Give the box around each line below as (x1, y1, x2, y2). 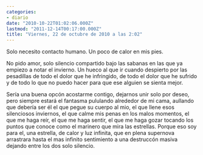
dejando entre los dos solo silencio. (6, 142, 95, 150)
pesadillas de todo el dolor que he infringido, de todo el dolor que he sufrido (6, 73, 198, 80)
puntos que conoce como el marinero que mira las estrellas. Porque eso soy (6, 123, 197, 130)
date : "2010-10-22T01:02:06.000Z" (6, 20, 94, 26)
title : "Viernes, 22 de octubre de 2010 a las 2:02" (6, 31, 143, 38)
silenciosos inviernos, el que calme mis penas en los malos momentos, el (6, 110, 190, 117)
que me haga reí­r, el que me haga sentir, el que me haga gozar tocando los (6, 116, 194, 124)
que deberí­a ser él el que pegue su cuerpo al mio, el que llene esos (6, 104, 175, 111)
